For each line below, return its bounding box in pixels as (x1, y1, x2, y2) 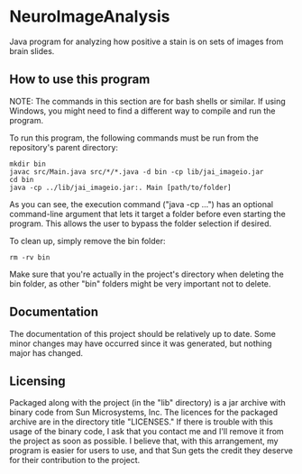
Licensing (9, 373, 66, 388)
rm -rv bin (9, 252, 50, 262)
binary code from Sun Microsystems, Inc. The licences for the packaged (9, 407, 278, 418)
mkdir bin (9, 160, 47, 169)
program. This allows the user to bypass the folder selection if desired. (9, 218, 272, 229)
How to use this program (9, 72, 151, 87)
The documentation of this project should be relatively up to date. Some (9, 328, 277, 339)
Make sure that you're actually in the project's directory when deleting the (9, 269, 284, 279)
